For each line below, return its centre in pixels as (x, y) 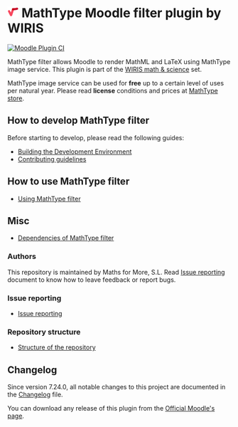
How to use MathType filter (69, 182)
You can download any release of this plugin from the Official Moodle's (111, 408)
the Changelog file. (35, 395)
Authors (22, 256)
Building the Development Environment (75, 152)
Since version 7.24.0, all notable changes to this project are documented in (117, 387)
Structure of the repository (56, 347)
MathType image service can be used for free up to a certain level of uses (116, 83)
